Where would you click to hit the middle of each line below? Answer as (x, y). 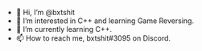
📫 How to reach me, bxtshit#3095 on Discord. (93, 38)
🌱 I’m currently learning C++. (64, 29)
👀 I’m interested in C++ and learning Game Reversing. (105, 21)
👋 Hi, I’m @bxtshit (45, 12)
